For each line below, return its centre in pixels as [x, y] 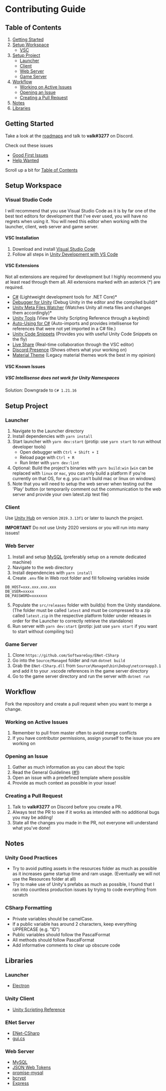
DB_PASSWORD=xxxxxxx [27, 595]
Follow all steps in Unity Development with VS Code [65, 254]
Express [21, 1084]
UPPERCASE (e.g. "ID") [36, 929]
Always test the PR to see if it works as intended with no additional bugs [86, 812]
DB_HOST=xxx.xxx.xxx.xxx [31, 587]
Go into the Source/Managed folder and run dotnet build [69, 661]
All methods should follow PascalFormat [53, 940]
